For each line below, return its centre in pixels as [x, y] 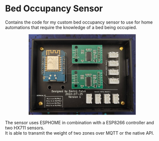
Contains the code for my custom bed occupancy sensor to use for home [79, 22]
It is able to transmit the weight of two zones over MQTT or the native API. [79, 133]
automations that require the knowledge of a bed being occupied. [71, 27]
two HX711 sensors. [25, 128]
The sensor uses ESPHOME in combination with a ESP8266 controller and [79, 123]
